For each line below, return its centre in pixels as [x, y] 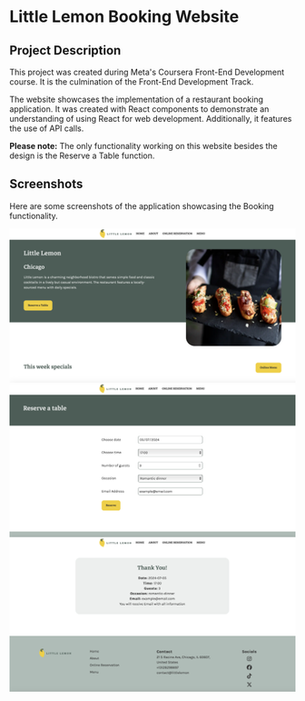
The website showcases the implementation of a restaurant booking [136, 99]
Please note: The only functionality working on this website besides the [144, 146]
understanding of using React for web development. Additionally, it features [151, 119]
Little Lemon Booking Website [124, 17]
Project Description [65, 50]
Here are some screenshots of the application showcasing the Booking [142, 205]
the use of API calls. [47, 128]
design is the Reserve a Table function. [82, 155]
